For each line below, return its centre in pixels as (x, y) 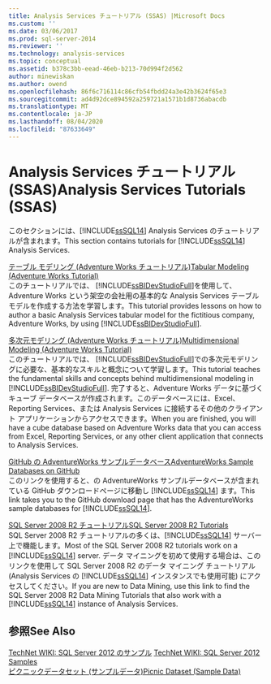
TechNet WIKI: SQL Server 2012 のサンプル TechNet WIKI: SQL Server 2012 (134, 652)
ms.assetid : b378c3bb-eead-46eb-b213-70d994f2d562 (96, 69)
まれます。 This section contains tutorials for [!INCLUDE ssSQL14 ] (138, 240)
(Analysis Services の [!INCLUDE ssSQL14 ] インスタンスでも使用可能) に (128, 576)
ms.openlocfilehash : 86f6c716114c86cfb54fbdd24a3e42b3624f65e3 (118, 91)
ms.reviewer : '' (36, 46)
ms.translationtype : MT (49, 106)
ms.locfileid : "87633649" (52, 129)
